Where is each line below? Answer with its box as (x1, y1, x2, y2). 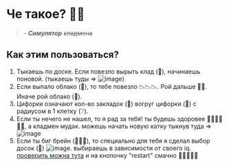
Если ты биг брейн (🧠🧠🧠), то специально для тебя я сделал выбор (16, 136, 210, 145)
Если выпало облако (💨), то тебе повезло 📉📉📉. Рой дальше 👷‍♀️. (16, 82, 208, 90)
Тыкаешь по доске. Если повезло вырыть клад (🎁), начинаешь (16, 67, 201, 75)
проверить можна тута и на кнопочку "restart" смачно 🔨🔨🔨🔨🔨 (16, 151, 199, 159)
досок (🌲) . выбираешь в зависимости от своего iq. (16, 144, 192, 152)
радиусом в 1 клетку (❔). (16, 107, 89, 115)
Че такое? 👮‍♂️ (6, 6, 85, 22)
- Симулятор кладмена (23, 29, 93, 37)
